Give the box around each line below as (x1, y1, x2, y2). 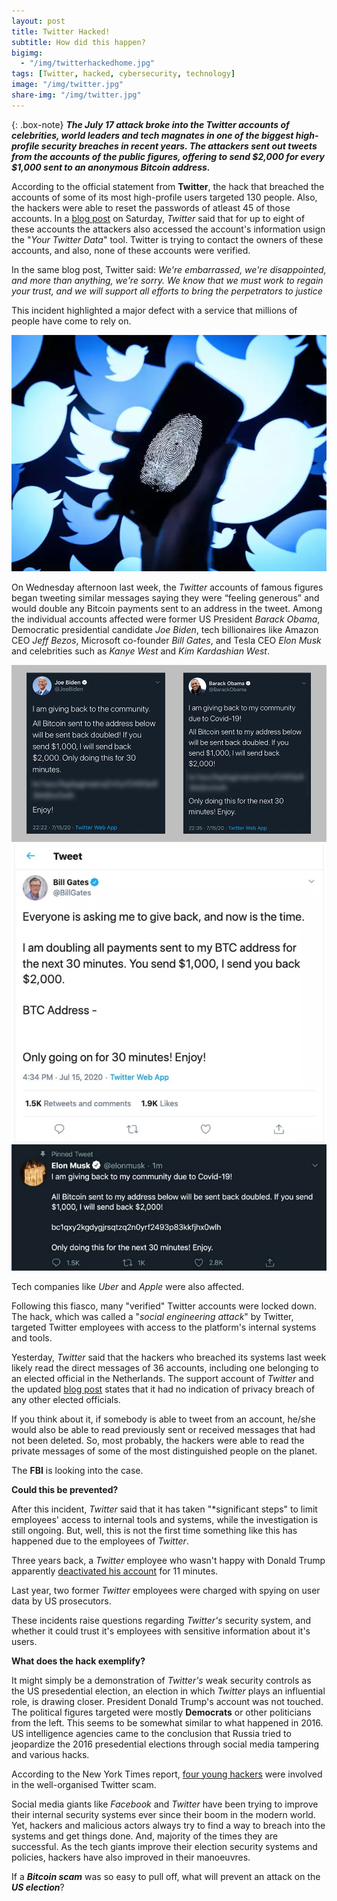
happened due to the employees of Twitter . (11, 1535, 189, 1547)
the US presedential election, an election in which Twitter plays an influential (11, 1685, 326, 1697)
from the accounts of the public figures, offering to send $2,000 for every (11, 150, 326, 162)
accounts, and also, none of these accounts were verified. (11, 244, 251, 256)
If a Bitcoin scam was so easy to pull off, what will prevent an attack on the (11, 1870, 321, 1882)
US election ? (11, 1881, 65, 1893)
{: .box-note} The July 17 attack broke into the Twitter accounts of (11, 118, 290, 130)
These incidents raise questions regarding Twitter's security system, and (11, 1614, 312, 1626)
